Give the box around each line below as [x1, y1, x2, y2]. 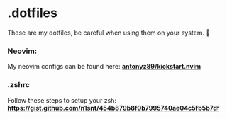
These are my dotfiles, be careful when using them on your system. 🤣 [7, 28, 211, 37]
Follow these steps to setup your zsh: [7, 96, 117, 104]
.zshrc [7, 80, 31, 90]
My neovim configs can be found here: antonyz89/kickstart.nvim [7, 62, 201, 71]
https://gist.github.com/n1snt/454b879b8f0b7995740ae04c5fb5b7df [7, 103, 220, 112]
